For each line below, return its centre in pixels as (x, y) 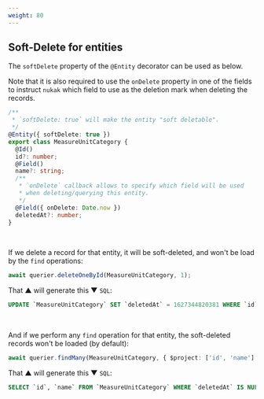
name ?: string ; (40, 171)
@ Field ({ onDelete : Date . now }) (68, 208)
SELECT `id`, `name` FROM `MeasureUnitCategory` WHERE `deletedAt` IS (126, 388)
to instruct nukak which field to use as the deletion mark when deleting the (128, 90)
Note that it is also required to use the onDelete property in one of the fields (130, 81)
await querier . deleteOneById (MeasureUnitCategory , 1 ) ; (100, 275)
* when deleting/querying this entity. (84, 194)
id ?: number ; (37, 157)
